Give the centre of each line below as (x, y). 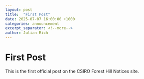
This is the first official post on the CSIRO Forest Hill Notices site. (72, 71)
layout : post (19, 10)
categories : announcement (32, 24)
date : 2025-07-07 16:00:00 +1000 (40, 19)
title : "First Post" (28, 14)
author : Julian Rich (27, 33)
